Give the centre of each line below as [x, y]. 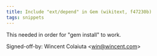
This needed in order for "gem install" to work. [64, 34]
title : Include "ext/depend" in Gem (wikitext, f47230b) [79, 12]
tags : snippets [25, 17]
